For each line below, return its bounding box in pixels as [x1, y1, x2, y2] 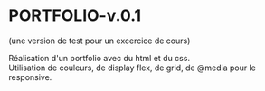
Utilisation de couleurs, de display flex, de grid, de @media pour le [8, 62, 257, 73]
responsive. [8, 71, 52, 82]
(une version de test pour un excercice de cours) [8, 35, 191, 46]
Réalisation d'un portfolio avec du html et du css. [8, 52, 191, 63]
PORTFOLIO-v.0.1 [8, 5, 142, 26]
